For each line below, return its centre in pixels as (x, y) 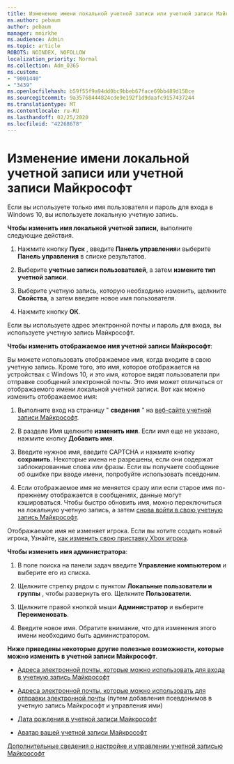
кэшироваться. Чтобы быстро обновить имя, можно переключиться (119, 503)
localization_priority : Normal (53, 59)
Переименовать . (43, 615)
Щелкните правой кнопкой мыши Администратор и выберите (110, 607)
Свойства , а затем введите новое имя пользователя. (96, 298)
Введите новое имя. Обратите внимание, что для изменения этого (117, 628)
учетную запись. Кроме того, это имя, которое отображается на (103, 367)
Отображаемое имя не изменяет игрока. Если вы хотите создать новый (115, 531)
